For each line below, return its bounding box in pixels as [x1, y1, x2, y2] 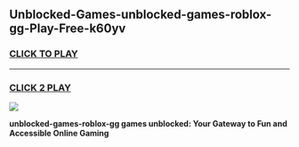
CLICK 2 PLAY [9, 81, 71, 94]
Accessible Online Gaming [9, 127, 109, 138]
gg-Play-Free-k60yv [9, 21, 126, 37]
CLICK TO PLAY [9, 48, 78, 61]
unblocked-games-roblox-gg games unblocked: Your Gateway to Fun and [9, 118, 287, 128]
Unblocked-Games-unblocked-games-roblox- [9, 7, 272, 22]
